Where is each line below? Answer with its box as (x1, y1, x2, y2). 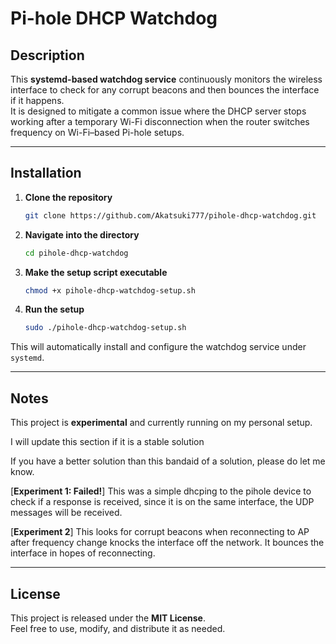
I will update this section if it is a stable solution (10, 436, 205, 448)
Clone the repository (24, 191, 113, 203)
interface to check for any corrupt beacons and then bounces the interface (10, 84, 320, 96)
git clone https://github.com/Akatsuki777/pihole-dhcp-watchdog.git (24, 210, 317, 221)
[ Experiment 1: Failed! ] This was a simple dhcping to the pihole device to (10, 485, 312, 497)
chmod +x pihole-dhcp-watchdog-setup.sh (24, 285, 196, 296)
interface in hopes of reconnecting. (10, 547, 156, 559)
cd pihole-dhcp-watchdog (24, 248, 129, 258)
